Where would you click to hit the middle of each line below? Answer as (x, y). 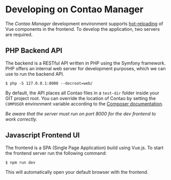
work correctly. (21, 119)
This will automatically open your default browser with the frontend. (77, 172)
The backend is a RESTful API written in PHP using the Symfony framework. (85, 63)
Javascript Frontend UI (43, 135)
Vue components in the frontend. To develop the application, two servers (83, 29)
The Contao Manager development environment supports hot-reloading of (84, 24)
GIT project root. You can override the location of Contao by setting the (81, 98)
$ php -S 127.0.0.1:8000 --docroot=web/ (49, 83)
